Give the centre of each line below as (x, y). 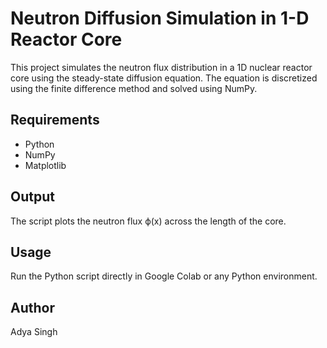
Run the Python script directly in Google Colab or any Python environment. (164, 276)
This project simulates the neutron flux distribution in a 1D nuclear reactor (161, 67)
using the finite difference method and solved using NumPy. (134, 88)
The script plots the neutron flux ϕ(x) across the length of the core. (148, 221)
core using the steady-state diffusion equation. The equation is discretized (164, 78)
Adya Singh (34, 332)
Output (32, 197)
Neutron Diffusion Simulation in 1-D (160, 18)
